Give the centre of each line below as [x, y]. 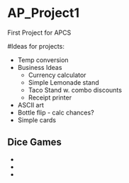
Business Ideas [40, 67]
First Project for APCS [39, 33]
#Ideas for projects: [36, 46]
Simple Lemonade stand [63, 82]
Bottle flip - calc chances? [56, 112]
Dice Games [35, 142]
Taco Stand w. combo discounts [75, 90]
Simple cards [37, 120]
